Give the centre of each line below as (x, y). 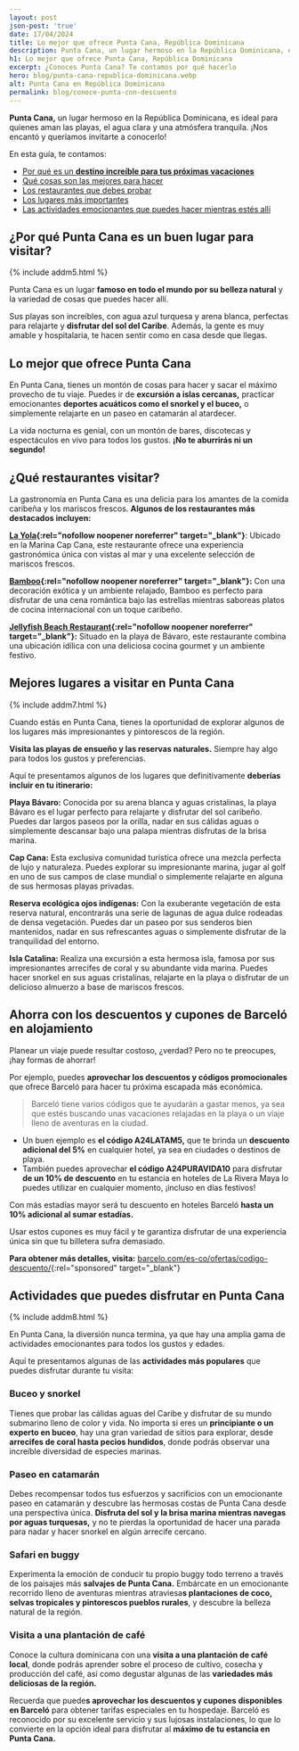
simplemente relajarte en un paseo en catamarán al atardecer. (123, 413)
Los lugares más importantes (75, 199)
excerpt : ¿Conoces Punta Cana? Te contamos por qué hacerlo (123, 68)
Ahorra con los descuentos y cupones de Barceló (148, 1015)
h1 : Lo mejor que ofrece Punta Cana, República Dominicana (121, 59)
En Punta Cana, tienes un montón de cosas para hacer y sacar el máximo (143, 385)
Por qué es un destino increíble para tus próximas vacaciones (138, 171)
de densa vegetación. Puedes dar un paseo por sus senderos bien (131, 922)
